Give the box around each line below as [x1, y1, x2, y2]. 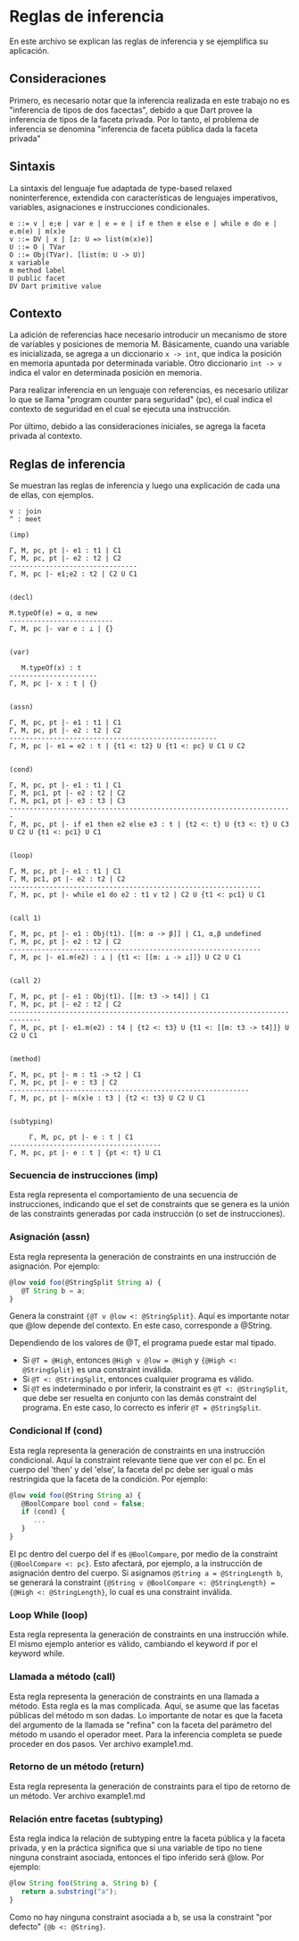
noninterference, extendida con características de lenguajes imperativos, [9, 192, 278, 203]
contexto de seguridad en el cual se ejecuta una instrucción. [9, 404, 232, 415]
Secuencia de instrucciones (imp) [9, 1169, 159, 1182]
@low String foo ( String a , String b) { [9, 1879, 158, 1888]
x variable [9, 257, 50, 267]
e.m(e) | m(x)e [9, 226, 66, 236]
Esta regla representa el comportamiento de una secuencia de [9, 1189, 238, 1200]
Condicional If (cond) [9, 1424, 103, 1437]
